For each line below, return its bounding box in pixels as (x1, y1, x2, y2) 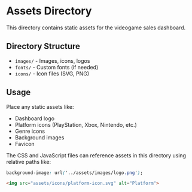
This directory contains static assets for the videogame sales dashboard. (6, 24, 186, 31)
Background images (14, 133, 65, 141)
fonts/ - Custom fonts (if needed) (14, 63, 99, 71)
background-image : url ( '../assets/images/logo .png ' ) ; (6, 169, 144, 176)
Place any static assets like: (6, 103, 74, 110)
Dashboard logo (14, 115, 55, 122)
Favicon (14, 140, 35, 147)
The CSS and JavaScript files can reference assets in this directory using (6, 151, 187, 159)
